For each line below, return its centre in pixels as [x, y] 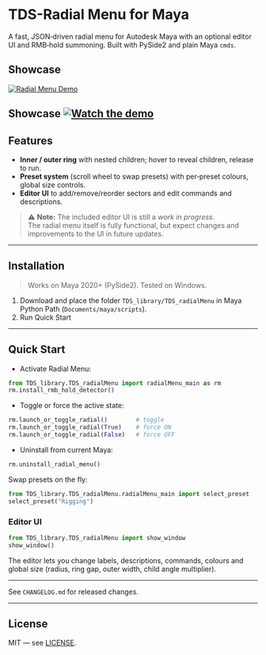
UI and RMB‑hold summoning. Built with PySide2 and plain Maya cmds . [122, 44]
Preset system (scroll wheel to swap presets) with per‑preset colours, [134, 176]
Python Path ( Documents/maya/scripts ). [83, 309]
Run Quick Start [45, 317]
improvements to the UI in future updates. [95, 233]
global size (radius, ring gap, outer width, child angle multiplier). [112, 569]
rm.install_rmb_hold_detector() [61, 390]
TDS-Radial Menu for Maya [99, 15]
